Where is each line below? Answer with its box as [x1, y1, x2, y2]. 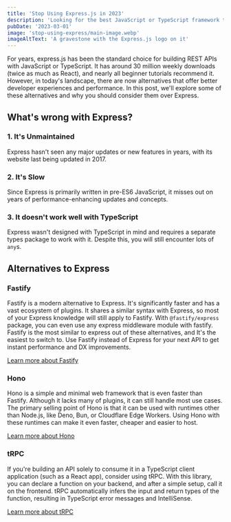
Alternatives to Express [7, 263, 110, 274]
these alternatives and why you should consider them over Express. [7, 91, 199, 100]
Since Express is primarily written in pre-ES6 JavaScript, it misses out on [7, 188, 213, 197]
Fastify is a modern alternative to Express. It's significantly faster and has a [7, 299, 220, 308]
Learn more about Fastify [7, 357, 79, 365]
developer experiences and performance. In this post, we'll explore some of [7, 84, 222, 92]
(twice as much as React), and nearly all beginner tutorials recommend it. [7, 70, 214, 78]
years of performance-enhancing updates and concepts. [7, 195, 168, 203]
